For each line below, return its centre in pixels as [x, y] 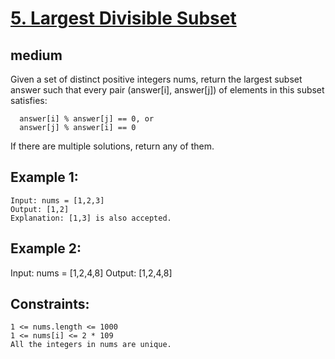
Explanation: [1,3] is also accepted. [91, 218]
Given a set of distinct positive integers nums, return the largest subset [156, 79]
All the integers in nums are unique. [91, 345]
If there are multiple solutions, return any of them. [112, 146]
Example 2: [46, 248]
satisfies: [29, 100]
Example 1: [44, 177]
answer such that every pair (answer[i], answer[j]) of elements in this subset [167, 90]
